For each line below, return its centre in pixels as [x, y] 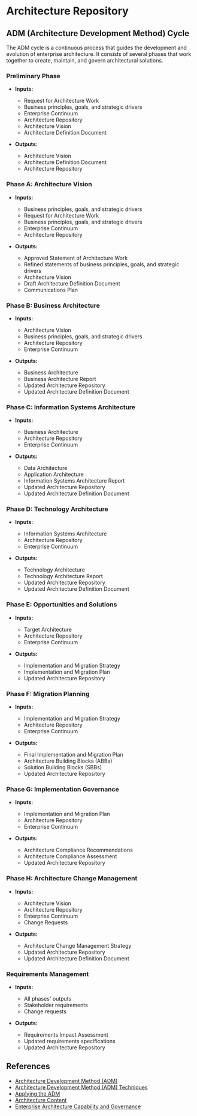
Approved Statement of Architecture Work [76, 258]
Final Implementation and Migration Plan [74, 755]
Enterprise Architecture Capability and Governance [78, 1106]
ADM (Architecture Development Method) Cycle [98, 33]
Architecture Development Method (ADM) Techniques [81, 1087]
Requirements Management [48, 974]
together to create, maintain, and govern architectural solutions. [85, 60]
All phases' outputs [48, 998]
